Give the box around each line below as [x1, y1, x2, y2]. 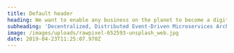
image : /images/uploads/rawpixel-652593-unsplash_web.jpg [7, 29, 179, 36]
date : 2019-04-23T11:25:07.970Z [7, 36, 101, 43]
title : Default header [7, 10, 73, 17]
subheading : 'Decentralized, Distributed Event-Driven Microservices [7, 23, 214, 30]
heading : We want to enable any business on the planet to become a [7, 17, 210, 23]
